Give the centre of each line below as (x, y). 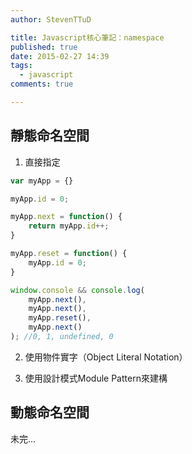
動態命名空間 (50, 412)
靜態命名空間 (50, 136)
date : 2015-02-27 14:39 (60, 56)
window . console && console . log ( (77, 290)
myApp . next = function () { (66, 217)
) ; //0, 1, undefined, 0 (62, 337)
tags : (21, 66)
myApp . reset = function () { (69, 254)
